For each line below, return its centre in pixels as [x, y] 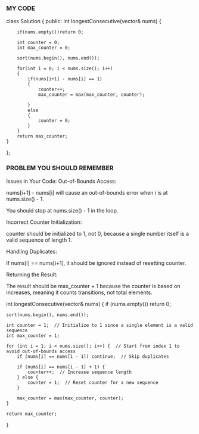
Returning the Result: [32, 274]
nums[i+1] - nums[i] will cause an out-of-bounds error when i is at [87, 192]
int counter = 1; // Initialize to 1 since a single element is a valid [100, 325]
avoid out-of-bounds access [41, 351]
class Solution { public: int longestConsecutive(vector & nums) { [84, 21]
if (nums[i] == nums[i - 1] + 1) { [61, 367]
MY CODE [21, 8]
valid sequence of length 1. [39, 240]
